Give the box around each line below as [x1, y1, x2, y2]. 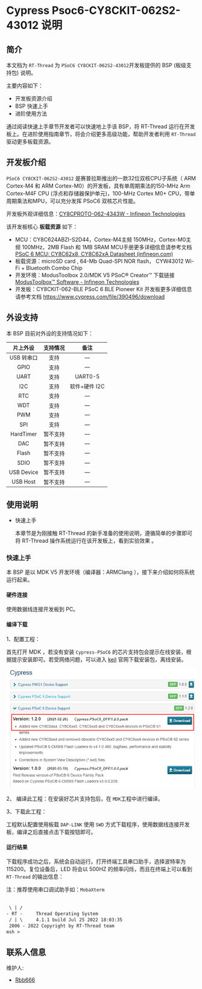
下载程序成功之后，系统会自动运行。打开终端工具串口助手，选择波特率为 [6, 858, 186, 866]
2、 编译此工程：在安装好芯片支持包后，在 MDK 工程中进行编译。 [6, 795, 163, 803]
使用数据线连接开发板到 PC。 [6, 606, 79, 613]
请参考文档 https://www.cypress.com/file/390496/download [14, 293, 165, 300]
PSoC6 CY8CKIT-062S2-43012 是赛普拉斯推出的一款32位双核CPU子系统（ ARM [6, 174, 196, 182]
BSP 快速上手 [14, 102, 48, 110]
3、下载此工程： [6, 808, 47, 815]
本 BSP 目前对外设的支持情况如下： [6, 329, 93, 337]
